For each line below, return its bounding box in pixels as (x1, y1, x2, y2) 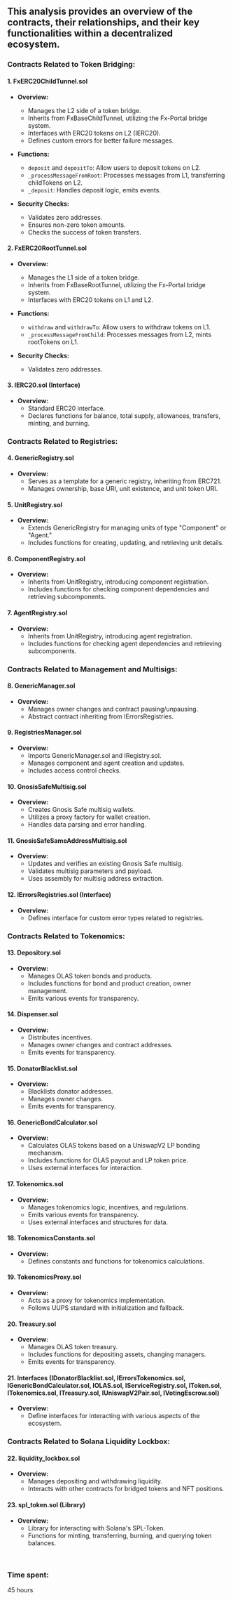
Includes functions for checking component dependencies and (27, 585, 209, 594)
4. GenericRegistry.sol (7, 454, 74, 462)
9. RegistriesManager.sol (7, 728, 82, 737)
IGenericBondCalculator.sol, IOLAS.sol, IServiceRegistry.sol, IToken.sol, (7, 1381, 222, 1389)
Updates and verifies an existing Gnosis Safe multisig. (27, 860, 183, 868)
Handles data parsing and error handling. (27, 820, 147, 829)
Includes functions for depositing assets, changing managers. (27, 1350, 206, 1358)
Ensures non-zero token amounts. (27, 221, 126, 229)
